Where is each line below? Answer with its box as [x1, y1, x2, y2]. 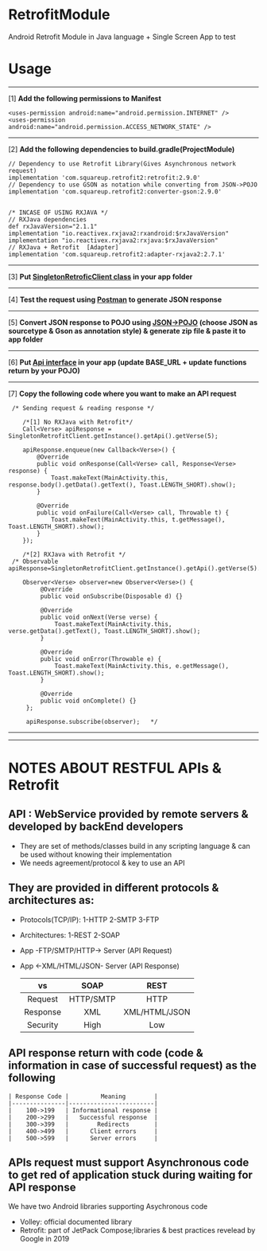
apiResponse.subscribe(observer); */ [25, 717, 158, 725]
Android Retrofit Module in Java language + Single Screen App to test [8, 32, 236, 41]
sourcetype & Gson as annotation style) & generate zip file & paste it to [8, 326, 246, 335]
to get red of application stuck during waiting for [8, 1168, 253, 1182]
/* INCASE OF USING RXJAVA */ [8, 209, 109, 217]
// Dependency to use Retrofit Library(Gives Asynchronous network [8, 159, 237, 168]
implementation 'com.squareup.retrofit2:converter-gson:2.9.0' [8, 187, 222, 196]
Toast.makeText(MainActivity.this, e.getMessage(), [54, 662, 229, 670]
